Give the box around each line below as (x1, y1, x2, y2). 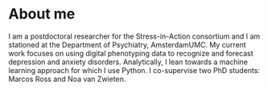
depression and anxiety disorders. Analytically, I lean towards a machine (8, 57, 248, 67)
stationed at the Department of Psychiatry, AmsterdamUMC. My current (8, 39, 247, 49)
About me (8, 5, 76, 23)
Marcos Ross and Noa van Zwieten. (8, 74, 126, 84)
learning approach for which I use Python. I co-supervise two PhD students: (8, 65, 260, 75)
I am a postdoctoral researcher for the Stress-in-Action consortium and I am (8, 31, 261, 41)
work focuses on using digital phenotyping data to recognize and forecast (8, 48, 254, 58)
